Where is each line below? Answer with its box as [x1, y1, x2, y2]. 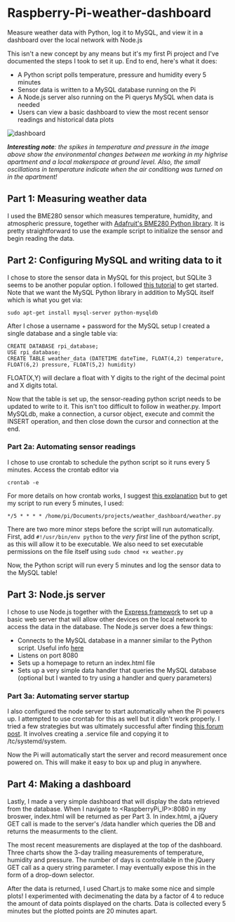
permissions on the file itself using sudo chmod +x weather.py [7, 547, 184, 555]
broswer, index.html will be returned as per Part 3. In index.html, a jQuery [7, 812, 219, 821]
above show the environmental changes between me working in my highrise [7, 150, 228, 158]
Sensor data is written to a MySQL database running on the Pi [17, 85, 196, 94]
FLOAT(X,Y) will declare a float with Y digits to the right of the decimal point [7, 373, 226, 381]
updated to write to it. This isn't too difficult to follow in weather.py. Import [7, 402, 221, 410]
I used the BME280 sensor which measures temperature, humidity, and [7, 211, 213, 220]
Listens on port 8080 [17, 651, 79, 659]
